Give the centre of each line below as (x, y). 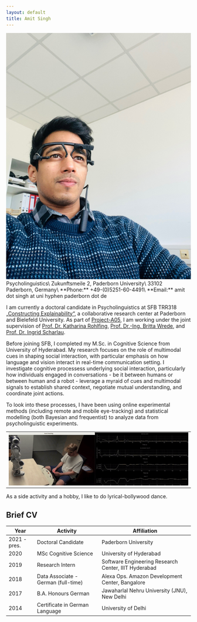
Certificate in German (63, 605)
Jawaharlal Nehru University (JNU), (145, 590)
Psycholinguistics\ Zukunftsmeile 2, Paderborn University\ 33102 (84, 283)
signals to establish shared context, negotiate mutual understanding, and (94, 387)
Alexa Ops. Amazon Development (142, 576)
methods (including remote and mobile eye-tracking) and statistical (87, 411)
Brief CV (22, 515)
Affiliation (145, 531)
